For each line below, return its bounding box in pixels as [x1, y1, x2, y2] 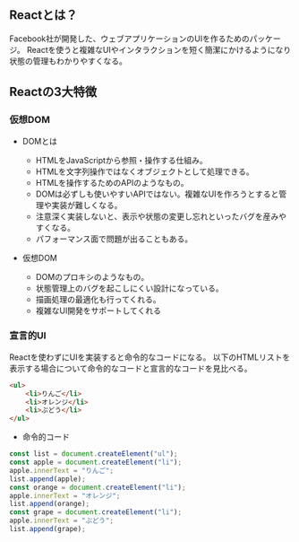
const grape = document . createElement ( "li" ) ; [9, 508, 182, 517]
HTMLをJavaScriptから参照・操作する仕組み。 [35, 154, 208, 165]
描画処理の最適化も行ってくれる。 [35, 293, 161, 304]
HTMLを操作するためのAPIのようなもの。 [35, 177, 189, 188]
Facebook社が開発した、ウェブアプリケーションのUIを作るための [9, 33, 250, 44]
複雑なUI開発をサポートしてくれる [35, 305, 161, 316]
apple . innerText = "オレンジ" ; [9, 491, 121, 500]
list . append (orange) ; [9, 500, 90, 509]
